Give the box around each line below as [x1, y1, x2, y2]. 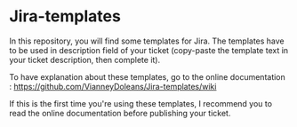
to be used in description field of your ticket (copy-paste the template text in [9, 44, 289, 55]
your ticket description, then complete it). [9, 54, 161, 65]
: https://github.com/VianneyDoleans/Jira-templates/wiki [9, 81, 217, 91]
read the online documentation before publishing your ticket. [9, 107, 231, 118]
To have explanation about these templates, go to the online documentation [9, 71, 286, 82]
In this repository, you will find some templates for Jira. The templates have [9, 36, 285, 46]
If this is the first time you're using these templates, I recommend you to [9, 98, 273, 108]
